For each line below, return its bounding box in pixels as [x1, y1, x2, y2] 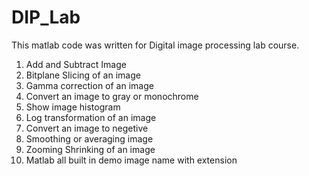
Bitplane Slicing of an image [25, 69, 141, 81]
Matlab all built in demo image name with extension [25, 154, 238, 166]
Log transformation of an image [25, 111, 157, 123]
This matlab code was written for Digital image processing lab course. [11, 39, 300, 51]
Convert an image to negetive [25, 122, 149, 134]
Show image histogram [25, 101, 121, 113]
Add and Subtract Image [25, 58, 127, 70]
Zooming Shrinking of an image [25, 143, 156, 155]
